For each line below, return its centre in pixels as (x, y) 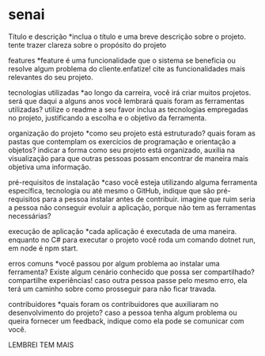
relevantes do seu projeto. (51, 77)
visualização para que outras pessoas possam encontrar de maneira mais (129, 158)
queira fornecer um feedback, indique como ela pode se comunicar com (126, 321)
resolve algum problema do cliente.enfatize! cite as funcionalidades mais (127, 68)
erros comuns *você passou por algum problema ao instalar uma (114, 263)
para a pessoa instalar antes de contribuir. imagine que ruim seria (149, 199)
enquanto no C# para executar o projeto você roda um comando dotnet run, (132, 239)
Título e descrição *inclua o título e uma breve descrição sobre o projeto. (127, 36)
